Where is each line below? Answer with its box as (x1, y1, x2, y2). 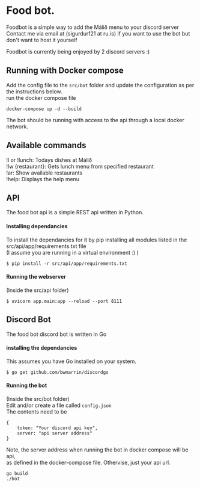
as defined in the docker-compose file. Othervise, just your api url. (6, 459, 171, 466)
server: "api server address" (17, 430, 93, 436)
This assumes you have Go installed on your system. (6, 358, 136, 365)
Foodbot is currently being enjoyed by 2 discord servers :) (6, 48, 150, 55)
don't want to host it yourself (6, 36, 77, 43)
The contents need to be (6, 408, 67, 415)
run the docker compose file (6, 94, 76, 101)
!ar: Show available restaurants (6, 169, 83, 176)
